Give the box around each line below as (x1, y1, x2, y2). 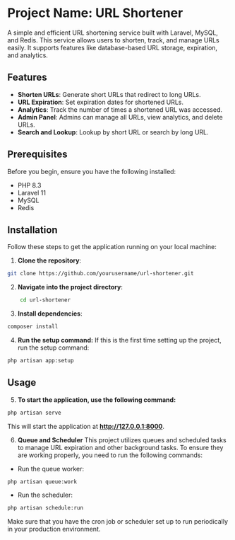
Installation (7, 224, 58, 236)
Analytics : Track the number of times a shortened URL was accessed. (17, 105, 223, 114)
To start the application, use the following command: (17, 395, 176, 404)
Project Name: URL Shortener (7, 5, 183, 21)
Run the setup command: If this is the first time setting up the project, (17, 336, 222, 344)
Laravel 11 (17, 188, 46, 197)
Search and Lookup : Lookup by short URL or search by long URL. (17, 127, 210, 136)
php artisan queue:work (7, 478, 78, 486)
